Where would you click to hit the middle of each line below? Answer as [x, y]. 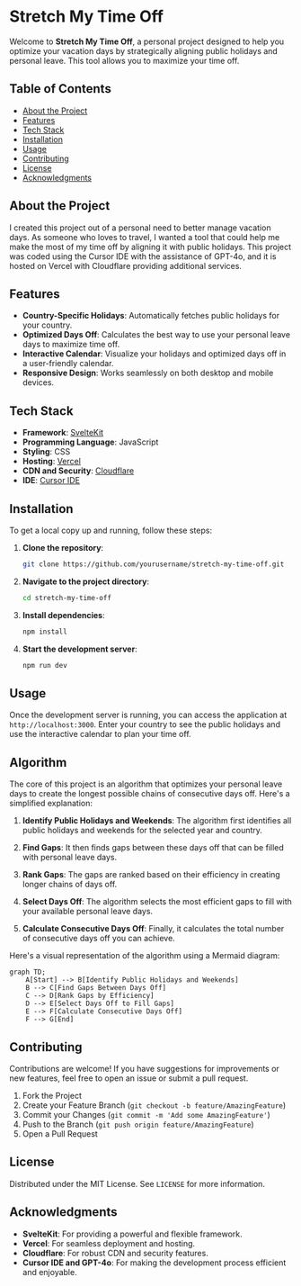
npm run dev [44, 665]
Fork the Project [52, 1095]
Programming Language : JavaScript [90, 442]
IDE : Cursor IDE [51, 481]
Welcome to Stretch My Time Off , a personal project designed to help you [147, 41]
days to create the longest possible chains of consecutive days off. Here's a [150, 794]
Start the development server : [80, 649]
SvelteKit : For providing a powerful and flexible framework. [132, 1234]
